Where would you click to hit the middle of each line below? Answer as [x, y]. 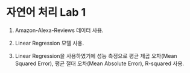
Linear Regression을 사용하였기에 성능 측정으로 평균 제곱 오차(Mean [96, 56]
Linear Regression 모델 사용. [49, 43]
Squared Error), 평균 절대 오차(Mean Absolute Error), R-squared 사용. [100, 63]
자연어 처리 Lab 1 [46, 12]
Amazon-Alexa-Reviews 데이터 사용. [59, 30]
